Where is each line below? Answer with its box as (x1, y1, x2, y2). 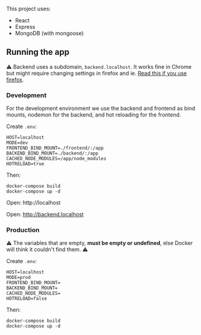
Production (6, 226, 40, 234)
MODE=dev (6, 140, 28, 146)
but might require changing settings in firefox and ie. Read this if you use (6, 69, 187, 77)
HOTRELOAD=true (6, 161, 45, 167)
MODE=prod (6, 275, 31, 281)
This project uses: (6, 5, 51, 12)
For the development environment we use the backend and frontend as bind (6, 105, 196, 112)
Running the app (6, 47, 69, 57)
